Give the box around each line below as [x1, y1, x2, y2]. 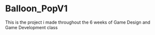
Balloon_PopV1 [5, 3, 68, 14]
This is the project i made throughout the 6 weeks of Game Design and [5, 19, 151, 25]
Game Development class [5, 24, 58, 30]
